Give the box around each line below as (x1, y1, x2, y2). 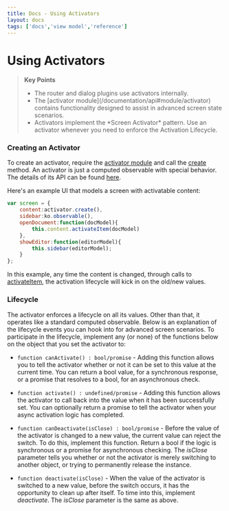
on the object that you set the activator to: (7, 339, 126, 348)
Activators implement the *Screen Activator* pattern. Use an (34, 119, 207, 127)
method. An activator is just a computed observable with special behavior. (7, 166, 217, 174)
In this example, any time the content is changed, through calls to (7, 270, 193, 279)
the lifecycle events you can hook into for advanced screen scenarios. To (7, 325, 215, 333)
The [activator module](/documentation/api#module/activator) (34, 97, 211, 105)
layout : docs (7, 17, 45, 23)
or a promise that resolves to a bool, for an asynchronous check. (17, 375, 201, 383)
